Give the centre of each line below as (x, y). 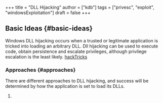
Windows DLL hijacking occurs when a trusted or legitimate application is (82, 40)
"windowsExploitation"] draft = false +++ (48, 13)
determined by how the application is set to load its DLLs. (65, 86)
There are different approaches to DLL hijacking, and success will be (77, 81)
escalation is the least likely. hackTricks (46, 57)
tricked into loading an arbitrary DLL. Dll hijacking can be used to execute (82, 46)
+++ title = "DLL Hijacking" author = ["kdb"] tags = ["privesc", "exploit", (80, 7)
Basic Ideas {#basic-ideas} (49, 29)
